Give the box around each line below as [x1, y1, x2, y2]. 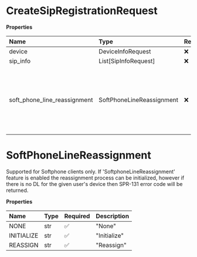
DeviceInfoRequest [98, 47, 151, 55]
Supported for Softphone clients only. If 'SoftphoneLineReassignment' [6, 168, 176, 175]
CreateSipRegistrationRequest [6, 4, 158, 18]
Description [96, 212, 130, 220]
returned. [6, 187, 29, 194]
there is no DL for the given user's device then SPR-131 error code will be [6, 180, 183, 187]
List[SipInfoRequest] [98, 57, 155, 65]
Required [64, 212, 90, 220]
